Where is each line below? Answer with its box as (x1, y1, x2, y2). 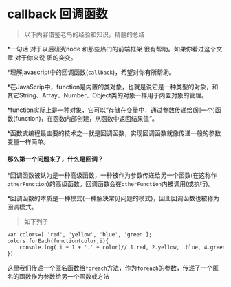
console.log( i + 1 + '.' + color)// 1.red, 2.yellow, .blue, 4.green (19, 244, 226, 251)
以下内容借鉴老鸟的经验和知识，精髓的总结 (23, 30, 145, 38)
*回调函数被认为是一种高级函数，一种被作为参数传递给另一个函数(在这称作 (7, 171, 218, 179)
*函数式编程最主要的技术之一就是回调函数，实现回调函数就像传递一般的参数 (7, 128, 221, 137)
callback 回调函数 (7, 6, 108, 22)
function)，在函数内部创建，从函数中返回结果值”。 (15, 114, 158, 122)
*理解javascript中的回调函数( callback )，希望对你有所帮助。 (7, 68, 175, 76)
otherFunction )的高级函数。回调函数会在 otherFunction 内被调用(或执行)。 (7, 180, 214, 188)
